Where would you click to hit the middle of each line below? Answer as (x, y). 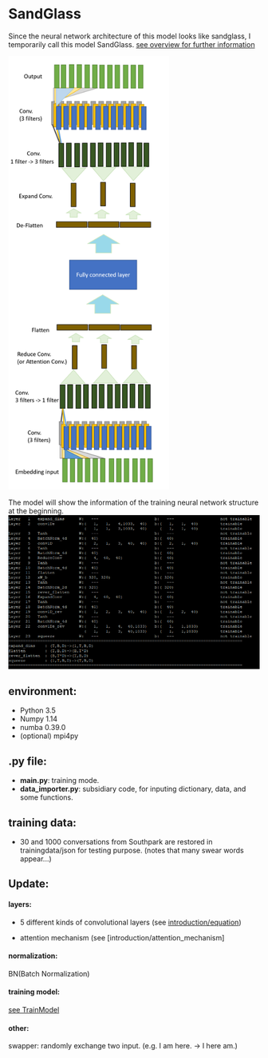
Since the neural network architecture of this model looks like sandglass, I (130, 36)
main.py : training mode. (59, 781)
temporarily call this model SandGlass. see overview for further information (132, 44)
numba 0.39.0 (43, 728)
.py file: (28, 761)
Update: (29, 884)
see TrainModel (34, 1009)
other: (19, 1028)
